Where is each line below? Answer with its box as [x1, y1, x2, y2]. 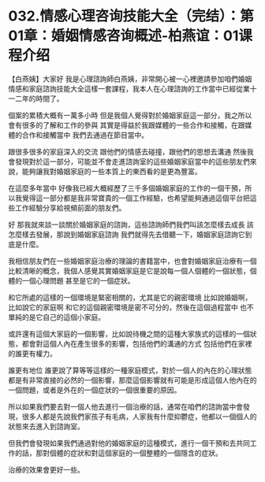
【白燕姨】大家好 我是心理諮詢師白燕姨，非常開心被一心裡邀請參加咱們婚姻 [8, 74, 252, 83]
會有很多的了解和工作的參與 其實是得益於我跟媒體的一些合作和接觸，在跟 [8, 120, 245, 130]
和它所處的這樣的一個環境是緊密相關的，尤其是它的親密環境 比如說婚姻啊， [8, 292, 252, 302]
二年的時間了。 [14, 94, 64, 103]
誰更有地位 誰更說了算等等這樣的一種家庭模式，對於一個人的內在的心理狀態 [8, 365, 252, 375]
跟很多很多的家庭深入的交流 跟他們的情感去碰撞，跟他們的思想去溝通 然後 [8, 146, 247, 156]
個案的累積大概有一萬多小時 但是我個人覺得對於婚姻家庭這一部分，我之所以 [8, 110, 252, 120]
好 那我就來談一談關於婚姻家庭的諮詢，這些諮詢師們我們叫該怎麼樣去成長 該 [8, 220, 254, 229]
